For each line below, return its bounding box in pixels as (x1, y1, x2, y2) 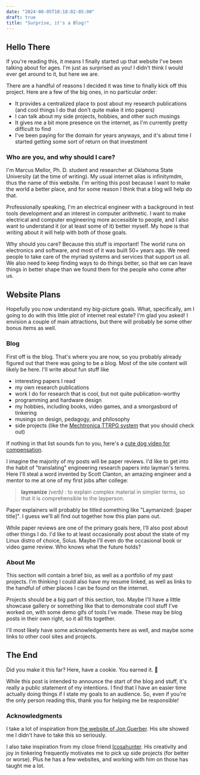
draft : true (6, 14, 36, 20)
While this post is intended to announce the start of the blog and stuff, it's (6, 678, 187, 685)
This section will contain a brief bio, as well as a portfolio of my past (6, 571, 173, 578)
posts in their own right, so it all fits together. (6, 615, 116, 622)
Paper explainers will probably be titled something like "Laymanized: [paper (6, 506, 192, 513)
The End (6, 650, 38, 660)
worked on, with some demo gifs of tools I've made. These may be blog (6, 608, 183, 615)
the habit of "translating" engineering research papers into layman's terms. (6, 464, 191, 471)
